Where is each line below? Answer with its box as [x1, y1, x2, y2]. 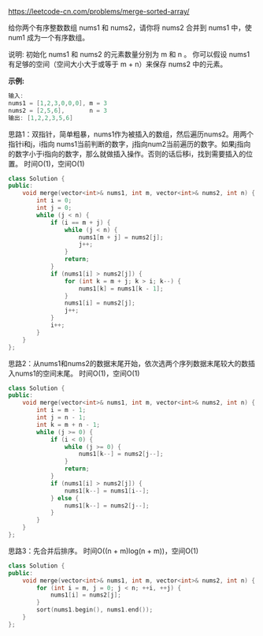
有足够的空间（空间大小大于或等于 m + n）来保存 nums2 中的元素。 [8, 59, 228, 69]
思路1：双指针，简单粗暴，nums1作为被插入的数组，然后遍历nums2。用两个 [8, 129, 254, 139]
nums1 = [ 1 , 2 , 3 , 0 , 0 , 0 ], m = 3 [8, 99, 108, 107]
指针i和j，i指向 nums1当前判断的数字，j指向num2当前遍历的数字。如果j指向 [8, 139, 251, 148]
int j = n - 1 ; [36, 413, 87, 421]
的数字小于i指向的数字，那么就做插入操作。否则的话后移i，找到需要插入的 [8, 149, 246, 159]
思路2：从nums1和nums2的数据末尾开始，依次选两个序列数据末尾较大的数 [8, 358, 249, 368]
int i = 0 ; [36, 196, 72, 204]
